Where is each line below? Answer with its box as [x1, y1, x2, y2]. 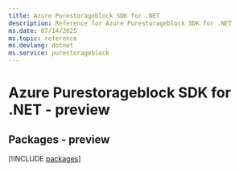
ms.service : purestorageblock [8, 49, 110, 57]
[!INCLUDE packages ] [8, 154, 81, 163]
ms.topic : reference [8, 34, 78, 43]
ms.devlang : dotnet [8, 42, 74, 50]
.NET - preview [8, 101, 110, 119]
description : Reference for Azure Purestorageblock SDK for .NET [8, 19, 232, 27]
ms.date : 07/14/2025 [8, 26, 78, 35]
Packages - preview [8, 132, 110, 146]
